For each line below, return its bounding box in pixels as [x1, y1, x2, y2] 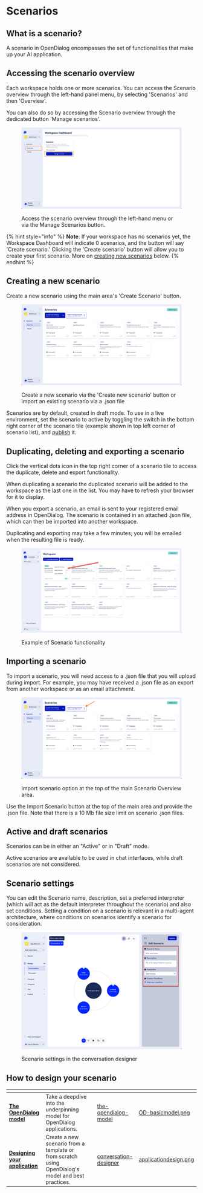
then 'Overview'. [6, 97, 47, 104]
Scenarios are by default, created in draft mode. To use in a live [6, 409, 164, 417]
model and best [45, 1172, 85, 1179]
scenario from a [45, 1140, 85, 1147]
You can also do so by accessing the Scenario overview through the [6, 109, 176, 116]
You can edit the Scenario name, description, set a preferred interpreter [6, 894, 185, 902]
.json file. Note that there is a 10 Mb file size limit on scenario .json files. [6, 809, 184, 816]
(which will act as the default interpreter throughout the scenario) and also [6, 901, 192, 908]
